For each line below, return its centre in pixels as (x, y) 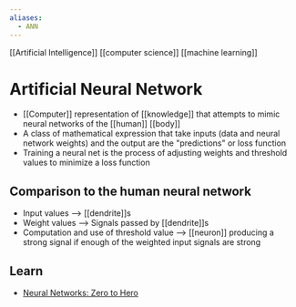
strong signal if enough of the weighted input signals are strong (142, 242)
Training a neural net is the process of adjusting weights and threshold (155, 153)
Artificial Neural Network (106, 89)
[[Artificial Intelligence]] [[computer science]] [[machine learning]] (133, 52)
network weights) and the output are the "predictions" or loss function (154, 143)
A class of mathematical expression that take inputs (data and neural (151, 134)
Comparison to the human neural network (131, 191)
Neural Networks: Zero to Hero (80, 293)
